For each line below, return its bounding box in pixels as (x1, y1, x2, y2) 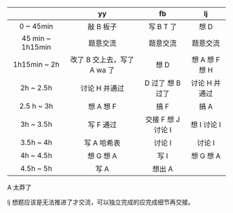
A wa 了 (89, 65, 115, 75)
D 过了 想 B (144, 78, 181, 87)
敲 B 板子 (87, 22, 117, 31)
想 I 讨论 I (190, 120, 221, 129)
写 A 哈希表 (84, 138, 121, 148)
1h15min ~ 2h (12, 60, 60, 69)
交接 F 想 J (145, 114, 180, 124)
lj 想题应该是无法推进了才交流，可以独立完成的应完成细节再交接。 (7, 198, 194, 206)
